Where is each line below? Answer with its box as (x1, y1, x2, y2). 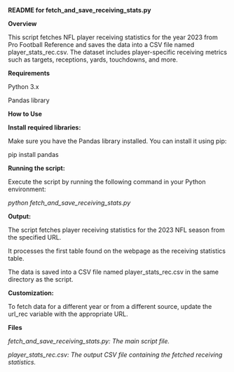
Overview (8, 20, 37, 27)
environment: (8, 185, 46, 193)
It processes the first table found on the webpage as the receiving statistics (8, 247, 226, 255)
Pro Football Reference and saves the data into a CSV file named (8, 41, 195, 48)
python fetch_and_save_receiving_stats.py (8, 199, 131, 207)
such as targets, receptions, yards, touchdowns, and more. (8, 55, 178, 64)
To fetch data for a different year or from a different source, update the (8, 303, 212, 310)
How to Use (8, 110, 43, 118)
